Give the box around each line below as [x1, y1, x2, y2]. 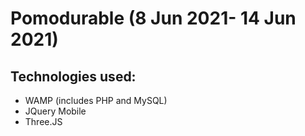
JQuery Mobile [24, 105, 87, 117]
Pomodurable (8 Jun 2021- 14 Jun [10, 7, 297, 30]
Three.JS [24, 116, 63, 127]
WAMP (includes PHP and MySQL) [24, 95, 168, 106]
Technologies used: [10, 68, 137, 85]
